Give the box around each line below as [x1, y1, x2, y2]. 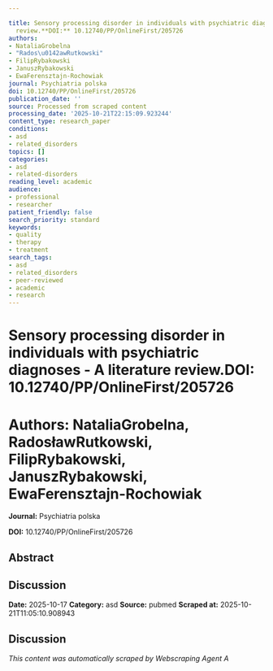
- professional [8, 193, 60, 201]
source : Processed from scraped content [8, 102, 148, 111]
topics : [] [8, 147, 45, 155]
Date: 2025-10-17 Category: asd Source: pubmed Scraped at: [8, 599, 219, 610]
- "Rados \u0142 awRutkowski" [8, 50, 104, 58]
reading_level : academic [8, 178, 93, 186]
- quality [8, 231, 42, 239]
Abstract [8, 551, 54, 564]
